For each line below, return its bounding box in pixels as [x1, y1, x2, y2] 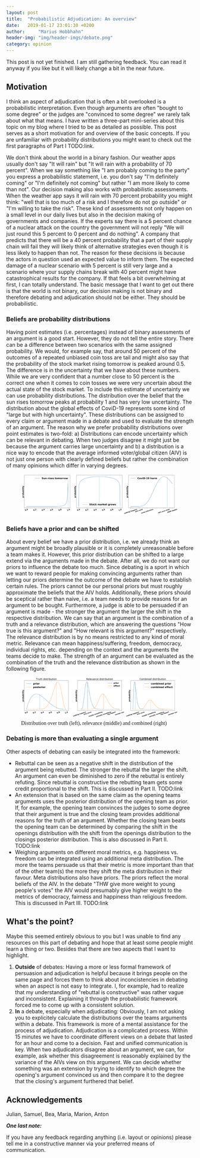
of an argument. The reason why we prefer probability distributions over [6, 424, 183, 431]
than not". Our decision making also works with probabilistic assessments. [6, 185, 189, 193]
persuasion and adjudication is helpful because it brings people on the [14, 969, 187, 977]
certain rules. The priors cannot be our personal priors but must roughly [6, 582, 183, 589]
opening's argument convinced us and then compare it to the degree [14, 1071, 184, 1078]
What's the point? [6, 916, 74, 927]
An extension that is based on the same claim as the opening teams [14, 791, 181, 798]
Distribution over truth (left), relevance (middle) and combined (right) [21, 720, 167, 726]
